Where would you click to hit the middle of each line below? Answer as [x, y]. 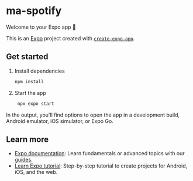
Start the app [30, 93]
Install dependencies [40, 71]
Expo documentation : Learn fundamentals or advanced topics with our [100, 153]
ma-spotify [34, 11]
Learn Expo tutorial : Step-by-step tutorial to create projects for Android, [101, 166]
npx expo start [36, 104]
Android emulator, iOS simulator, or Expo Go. [60, 121]
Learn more [27, 139]
